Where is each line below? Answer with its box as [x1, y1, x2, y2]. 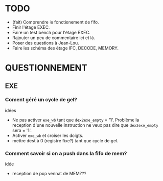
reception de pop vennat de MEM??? [12, 171, 87, 177]
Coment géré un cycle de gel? [5, 96, 77, 103]
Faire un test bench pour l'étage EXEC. [12, 29, 91, 35]
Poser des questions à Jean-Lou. [12, 40, 79, 45]
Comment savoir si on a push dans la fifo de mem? [5, 150, 127, 157]
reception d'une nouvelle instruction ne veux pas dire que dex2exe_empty [12, 122, 159, 128]
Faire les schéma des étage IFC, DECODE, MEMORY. [12, 45, 119, 51]
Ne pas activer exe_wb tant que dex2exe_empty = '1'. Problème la [12, 117, 140, 123]
